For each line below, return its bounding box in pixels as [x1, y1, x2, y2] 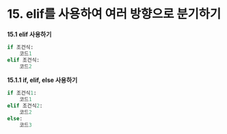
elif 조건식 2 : [7, 103, 43, 109]
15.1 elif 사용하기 [7, 30, 52, 38]
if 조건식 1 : [7, 90, 37, 96]
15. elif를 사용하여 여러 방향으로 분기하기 [7, 6, 221, 22]
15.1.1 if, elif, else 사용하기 [7, 76, 78, 84]
